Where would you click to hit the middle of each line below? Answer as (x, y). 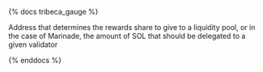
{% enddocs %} (35, 60)
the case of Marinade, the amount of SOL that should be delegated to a (127, 36)
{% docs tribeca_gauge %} (53, 12)
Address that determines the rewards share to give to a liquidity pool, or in (132, 27)
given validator (33, 44)
